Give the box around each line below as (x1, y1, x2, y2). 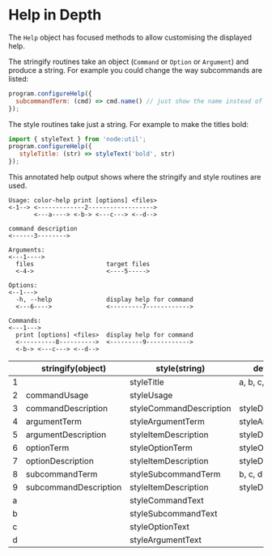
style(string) (155, 363, 206, 374)
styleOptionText (129, 521, 190, 533)
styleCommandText (129, 495, 204, 507)
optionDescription (25, 456, 95, 467)
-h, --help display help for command (15, 295, 194, 304)
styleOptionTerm (129, 443, 193, 454)
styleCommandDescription (129, 403, 232, 414)
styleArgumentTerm (129, 416, 205, 427)
